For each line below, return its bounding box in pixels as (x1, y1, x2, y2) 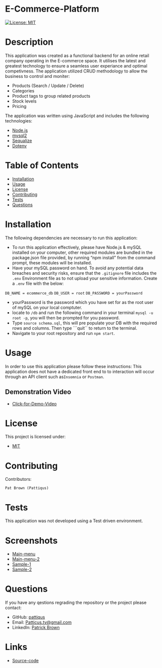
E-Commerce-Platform (5, 3, 99, 15)
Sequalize (12, 138, 33, 143)
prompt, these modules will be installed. (12, 260, 92, 265)
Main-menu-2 (12, 556, 40, 562)
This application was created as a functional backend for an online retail (5, 53, 149, 58)
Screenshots (5, 535, 58, 546)
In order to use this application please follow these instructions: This (5, 363, 142, 369)
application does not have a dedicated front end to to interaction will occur (5, 369, 155, 374)
